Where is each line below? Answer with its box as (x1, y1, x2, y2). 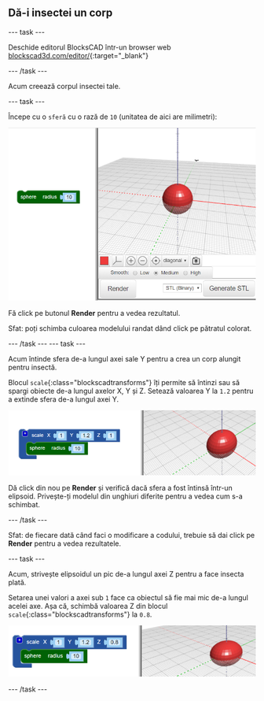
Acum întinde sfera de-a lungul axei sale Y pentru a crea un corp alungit (8, 354, 241, 363)
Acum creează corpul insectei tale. (8, 81, 121, 91)
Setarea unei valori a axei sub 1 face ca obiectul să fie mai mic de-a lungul (8, 593, 249, 603)
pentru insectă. (8, 362, 57, 372)
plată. (8, 578, 27, 588)
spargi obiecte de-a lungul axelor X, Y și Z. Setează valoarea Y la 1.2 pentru (8, 386, 254, 395)
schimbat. (8, 500, 41, 510)
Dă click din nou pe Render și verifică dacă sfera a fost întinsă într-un (8, 484, 233, 493)
